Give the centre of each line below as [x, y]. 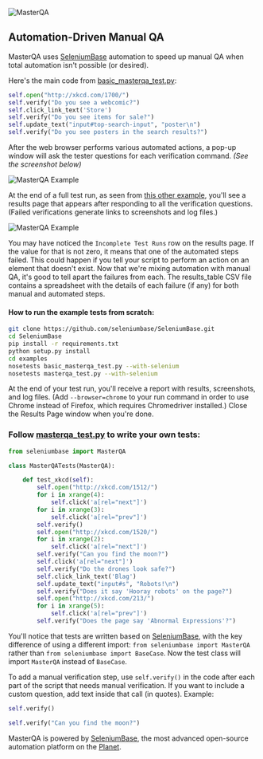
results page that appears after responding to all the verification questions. [130, 204]
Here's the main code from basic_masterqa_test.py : [93, 81]
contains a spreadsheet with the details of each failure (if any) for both [124, 285]
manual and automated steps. [57, 294]
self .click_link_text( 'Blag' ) [87, 576]
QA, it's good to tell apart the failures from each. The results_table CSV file [130, 277]
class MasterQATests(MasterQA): [62, 466]
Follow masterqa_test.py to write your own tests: [104, 435]
